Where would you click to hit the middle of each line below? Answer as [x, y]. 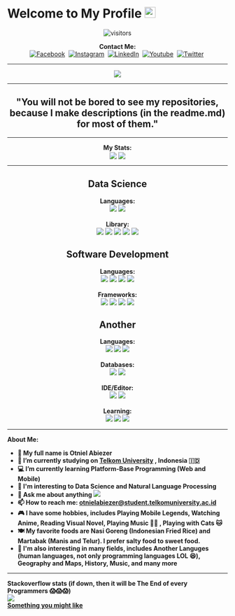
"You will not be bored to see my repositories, [117, 103]
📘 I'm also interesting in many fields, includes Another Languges [113, 549]
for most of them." [117, 124]
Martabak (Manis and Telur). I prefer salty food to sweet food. [109, 541]
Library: [117, 224]
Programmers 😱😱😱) [39, 591]
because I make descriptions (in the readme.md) [117, 113]
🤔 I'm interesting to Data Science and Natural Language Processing [117, 486]
